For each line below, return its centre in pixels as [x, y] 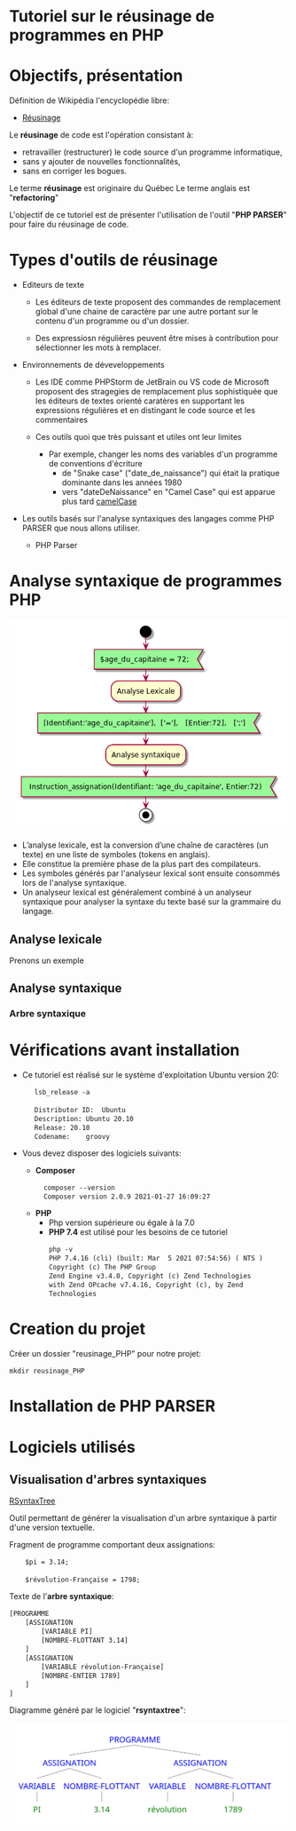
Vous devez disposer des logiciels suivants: [101, 1153]
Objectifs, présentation [96, 76]
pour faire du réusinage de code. [69, 225]
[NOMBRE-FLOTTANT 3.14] [85, 1641]
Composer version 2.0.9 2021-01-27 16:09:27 [127, 1197]
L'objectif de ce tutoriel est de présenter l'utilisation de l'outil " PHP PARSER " [148, 215]
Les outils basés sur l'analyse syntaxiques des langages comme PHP [148, 519]
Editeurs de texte [53, 285]
